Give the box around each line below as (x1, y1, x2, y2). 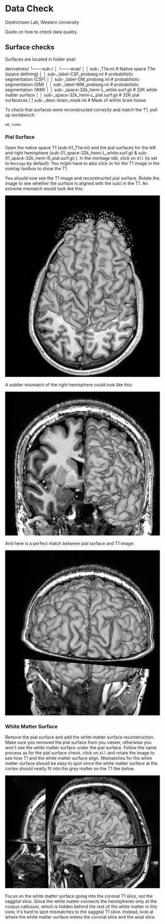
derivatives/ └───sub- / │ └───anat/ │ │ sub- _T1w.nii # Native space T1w (5, 66, 156, 71)
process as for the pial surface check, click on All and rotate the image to (5, 750, 155, 755)
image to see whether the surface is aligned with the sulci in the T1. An (5, 180, 148, 186)
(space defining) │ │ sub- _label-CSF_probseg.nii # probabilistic (5, 71, 134, 77)
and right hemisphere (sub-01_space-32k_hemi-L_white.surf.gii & (5, 150, 137, 156)
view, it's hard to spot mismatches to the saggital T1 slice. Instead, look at (5, 909, 154, 915)
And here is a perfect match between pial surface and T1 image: (5, 540, 135, 546)
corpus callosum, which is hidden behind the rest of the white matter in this (5, 903, 158, 909)
